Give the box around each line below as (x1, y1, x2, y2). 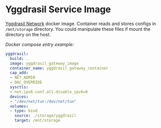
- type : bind (10, 109, 38, 114)
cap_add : (10, 70, 29, 75)
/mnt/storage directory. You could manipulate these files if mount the (5, 26, 151, 32)
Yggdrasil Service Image (5, 4, 111, 15)
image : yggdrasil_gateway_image (10, 60, 79, 66)
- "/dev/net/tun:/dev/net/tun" (10, 99, 77, 104)
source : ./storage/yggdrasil (14, 113, 77, 118)
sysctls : (10, 84, 29, 90)
